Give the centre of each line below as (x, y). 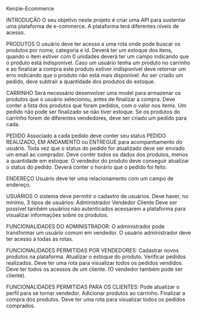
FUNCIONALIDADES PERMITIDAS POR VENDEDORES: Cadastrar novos (92, 250)
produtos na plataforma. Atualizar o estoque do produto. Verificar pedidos (96, 257)
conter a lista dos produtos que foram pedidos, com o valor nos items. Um (96, 105)
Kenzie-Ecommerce (30, 9)
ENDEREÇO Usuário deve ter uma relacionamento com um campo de (90, 178)
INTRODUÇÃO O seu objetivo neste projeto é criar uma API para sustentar (96, 20)
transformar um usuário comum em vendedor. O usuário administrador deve (99, 233)
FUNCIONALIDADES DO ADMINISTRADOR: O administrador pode (86, 226)
